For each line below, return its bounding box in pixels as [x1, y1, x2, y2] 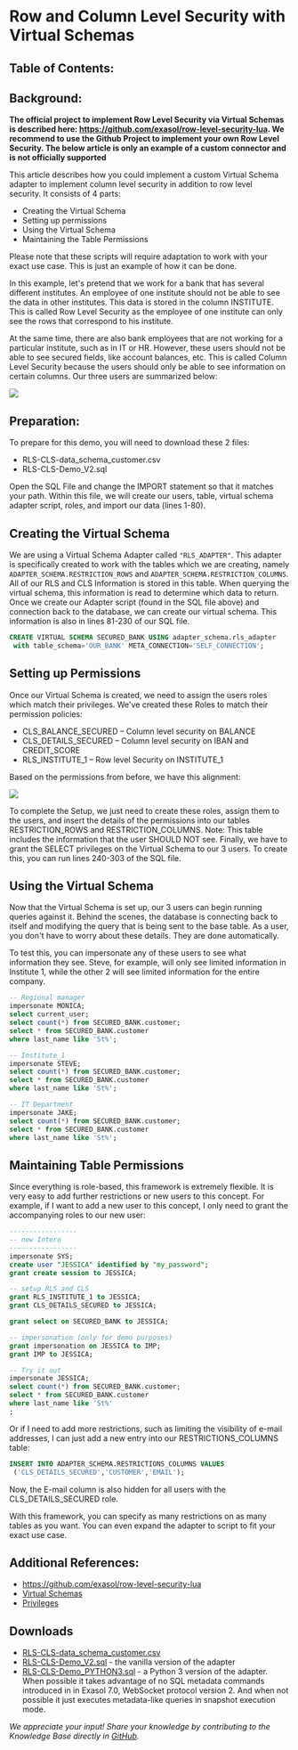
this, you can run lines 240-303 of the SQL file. [9, 852, 182, 863]
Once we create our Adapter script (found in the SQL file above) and [9, 597, 260, 607]
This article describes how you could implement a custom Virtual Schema [9, 169, 279, 180]
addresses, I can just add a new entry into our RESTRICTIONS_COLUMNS [9, 1432, 278, 1444]
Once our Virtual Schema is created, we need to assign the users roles [9, 689, 268, 700]
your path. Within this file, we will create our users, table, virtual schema [9, 491, 274, 501]
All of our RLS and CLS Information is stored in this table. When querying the [9, 578, 290, 589]
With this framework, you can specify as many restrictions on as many [9, 1510, 267, 1521]
